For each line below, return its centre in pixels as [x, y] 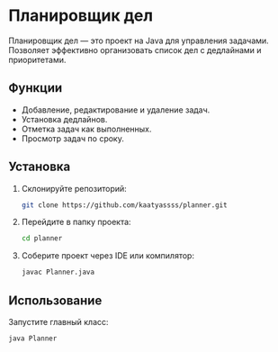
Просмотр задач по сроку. [73, 138]
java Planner [33, 338]
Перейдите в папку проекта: [76, 222]
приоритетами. [37, 59]
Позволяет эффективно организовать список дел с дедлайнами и [135, 50]
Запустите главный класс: [58, 322]
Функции [36, 88]
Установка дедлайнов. [64, 119]
